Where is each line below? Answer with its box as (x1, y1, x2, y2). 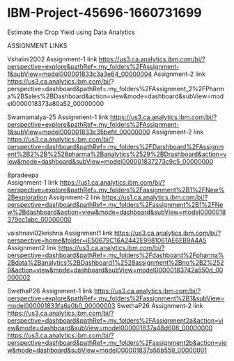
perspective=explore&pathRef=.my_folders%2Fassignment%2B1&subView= (7, 294, 225, 302)
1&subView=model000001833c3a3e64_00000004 (7, 70, 153, 78)
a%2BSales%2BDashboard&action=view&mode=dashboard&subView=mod (7, 92, 224, 100)
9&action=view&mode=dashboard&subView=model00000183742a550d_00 (7, 266, 224, 274)
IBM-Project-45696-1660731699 (7, 5, 202, 21)
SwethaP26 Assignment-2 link (116, 301, 203, 309)
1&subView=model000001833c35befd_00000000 (7, 128, 150, 136)
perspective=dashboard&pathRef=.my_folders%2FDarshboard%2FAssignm (7, 142, 224, 151)
